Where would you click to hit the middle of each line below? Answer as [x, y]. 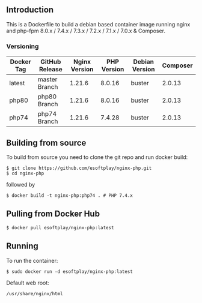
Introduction [30, 10]
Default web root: [28, 283]
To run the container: [32, 260]
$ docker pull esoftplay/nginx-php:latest [60, 227]
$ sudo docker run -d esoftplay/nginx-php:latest [70, 271]
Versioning [23, 46]
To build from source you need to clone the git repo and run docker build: [97, 157]
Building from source [46, 142]
